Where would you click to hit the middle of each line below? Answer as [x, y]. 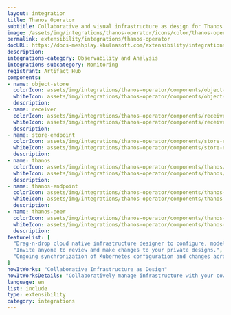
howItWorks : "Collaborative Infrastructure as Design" [87, 269]
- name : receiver [32, 109]
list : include [27, 289]
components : [24, 77]
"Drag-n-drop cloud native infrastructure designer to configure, [110, 244]
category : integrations [41, 301]
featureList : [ [29, 237]
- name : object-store [38, 84]
